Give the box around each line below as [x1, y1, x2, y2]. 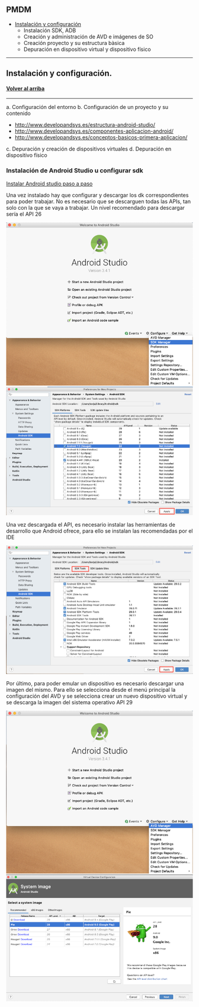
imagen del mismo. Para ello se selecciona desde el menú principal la [6, 686, 176, 693]
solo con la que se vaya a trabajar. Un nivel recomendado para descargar [6, 204, 185, 211]
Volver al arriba [6, 85, 45, 92]
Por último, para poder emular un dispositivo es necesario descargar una [6, 679, 184, 687]
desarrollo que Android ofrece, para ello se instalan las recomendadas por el [6, 527, 193, 535]
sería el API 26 [6, 210, 42, 217]
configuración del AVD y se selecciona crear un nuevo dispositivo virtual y [6, 692, 188, 700]
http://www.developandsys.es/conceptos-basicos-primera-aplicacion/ [14, 134, 188, 141]
